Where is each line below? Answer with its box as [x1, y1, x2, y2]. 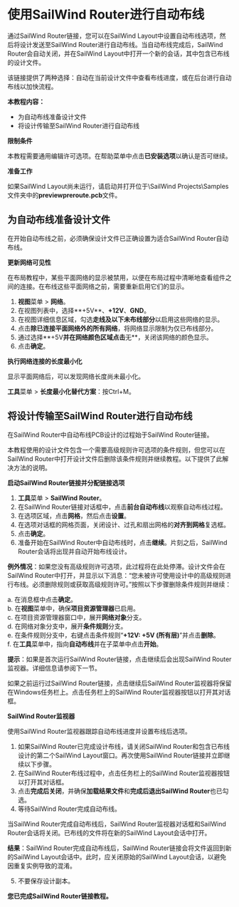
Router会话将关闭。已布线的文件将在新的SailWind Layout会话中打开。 [7, 828, 211, 837]
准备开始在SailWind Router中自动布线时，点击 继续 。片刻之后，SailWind [17, 538, 228, 546]
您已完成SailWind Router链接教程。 [7, 891, 112, 900]
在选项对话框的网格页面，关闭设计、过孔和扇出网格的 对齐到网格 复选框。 [17, 520, 230, 529]
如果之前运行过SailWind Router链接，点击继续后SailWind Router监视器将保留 [7, 678, 232, 688]
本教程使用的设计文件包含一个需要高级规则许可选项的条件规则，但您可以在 [7, 445, 225, 454]
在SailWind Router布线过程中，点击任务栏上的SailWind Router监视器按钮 [17, 769, 230, 777]
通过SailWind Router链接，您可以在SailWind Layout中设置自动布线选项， [7, 31, 220, 40]
